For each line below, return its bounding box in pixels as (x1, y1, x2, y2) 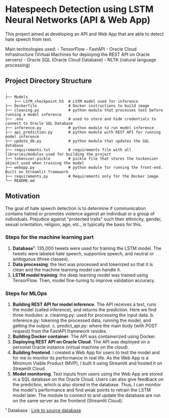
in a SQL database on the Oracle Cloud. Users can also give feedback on (12, 376, 164, 382)
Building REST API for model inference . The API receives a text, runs (12, 301, 156, 308)
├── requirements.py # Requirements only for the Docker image (5, 174, 158, 179)
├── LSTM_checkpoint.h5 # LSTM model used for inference (14, 99, 138, 104)
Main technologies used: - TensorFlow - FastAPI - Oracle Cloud (5, 46, 137, 52)
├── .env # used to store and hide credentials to (5, 116, 156, 121)
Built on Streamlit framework (5, 169, 69, 174)
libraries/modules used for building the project (5, 152, 112, 157)
